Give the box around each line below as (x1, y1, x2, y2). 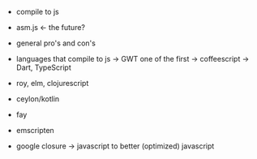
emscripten (15, 126, 54, 135)
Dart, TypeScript (15, 62, 71, 72)
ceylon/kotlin (15, 94, 60, 104)
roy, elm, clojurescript (15, 79, 89, 88)
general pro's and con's (15, 38, 96, 48)
